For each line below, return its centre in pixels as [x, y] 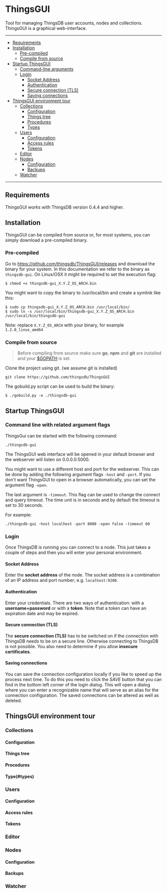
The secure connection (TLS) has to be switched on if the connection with [82, 636]
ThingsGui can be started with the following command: [61, 436]
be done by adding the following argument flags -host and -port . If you [78, 474]
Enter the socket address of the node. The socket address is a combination [83, 575]
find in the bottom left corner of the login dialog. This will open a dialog [78, 684]
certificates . [18, 652]
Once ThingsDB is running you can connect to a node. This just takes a [78, 547]
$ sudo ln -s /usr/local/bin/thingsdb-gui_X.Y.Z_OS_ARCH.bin [70, 311]
